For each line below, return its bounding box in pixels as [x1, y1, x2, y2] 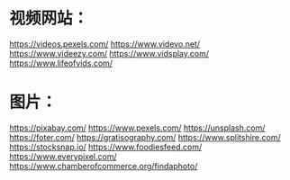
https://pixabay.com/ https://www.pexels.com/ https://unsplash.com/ [9, 122, 266, 133]
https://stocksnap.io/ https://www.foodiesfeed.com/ [9, 141, 203, 152]
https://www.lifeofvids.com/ [9, 58, 113, 68]
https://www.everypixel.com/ [9, 150, 117, 162]
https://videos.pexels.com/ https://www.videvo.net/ [9, 38, 201, 49]
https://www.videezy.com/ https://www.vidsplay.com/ [9, 48, 210, 58]
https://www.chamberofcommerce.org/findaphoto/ [9, 160, 198, 171]
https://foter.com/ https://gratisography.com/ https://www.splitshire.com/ [9, 131, 281, 142]
